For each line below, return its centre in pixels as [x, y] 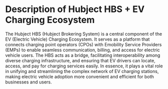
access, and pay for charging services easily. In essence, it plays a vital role [84, 66]
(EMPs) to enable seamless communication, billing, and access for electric [83, 50]
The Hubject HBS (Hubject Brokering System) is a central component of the [84, 34]
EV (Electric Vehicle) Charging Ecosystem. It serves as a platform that [77, 39]
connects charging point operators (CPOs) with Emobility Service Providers [83, 44]
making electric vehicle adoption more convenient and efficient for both [80, 76]
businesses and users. [29, 82]
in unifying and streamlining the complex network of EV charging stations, [82, 71]
